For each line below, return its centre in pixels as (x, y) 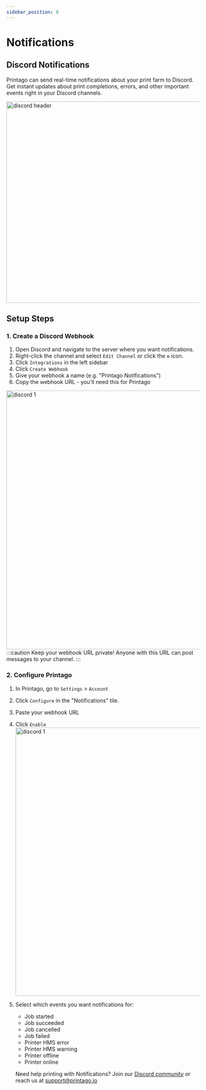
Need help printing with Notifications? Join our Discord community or (103, 1073)
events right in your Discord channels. (54, 93)
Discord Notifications (48, 65)
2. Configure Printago (39, 675)
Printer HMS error (47, 1042)
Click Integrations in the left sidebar (62, 363)
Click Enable (31, 724)
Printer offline (42, 1055)
